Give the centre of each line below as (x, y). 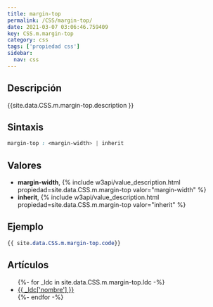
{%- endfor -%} (40, 297)
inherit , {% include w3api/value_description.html (88, 197)
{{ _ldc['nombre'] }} (46, 289)
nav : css (26, 60)
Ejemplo (25, 227)
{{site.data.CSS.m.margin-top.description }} (71, 105)
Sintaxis (26, 127)
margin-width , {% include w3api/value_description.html (99, 182)
